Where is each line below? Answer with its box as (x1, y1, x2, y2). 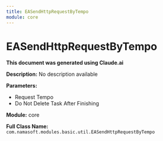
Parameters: (6, 82, 37, 89)
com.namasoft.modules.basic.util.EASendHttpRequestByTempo (6, 129, 155, 135)
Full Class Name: (6, 123, 49, 130)
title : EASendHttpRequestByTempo (6, 8, 89, 15)
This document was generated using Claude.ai (6, 59, 124, 66)
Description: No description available (6, 70, 98, 78)
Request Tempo (14, 94, 54, 101)
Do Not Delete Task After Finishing (14, 100, 100, 107)
